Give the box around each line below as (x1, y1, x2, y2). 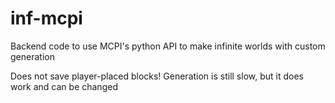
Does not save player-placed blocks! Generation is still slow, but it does (10, 70, 304, 82)
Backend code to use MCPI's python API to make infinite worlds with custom (10, 40, 326, 52)
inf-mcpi (10, 7, 83, 30)
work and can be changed (10, 80, 118, 92)
